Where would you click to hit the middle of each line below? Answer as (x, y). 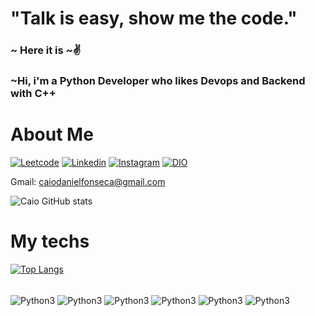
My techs (50, 241)
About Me (52, 134)
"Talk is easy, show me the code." (154, 18)
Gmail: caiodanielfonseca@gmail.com (88, 181)
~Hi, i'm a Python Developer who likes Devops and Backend (158, 81)
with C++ (33, 94)
